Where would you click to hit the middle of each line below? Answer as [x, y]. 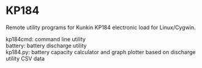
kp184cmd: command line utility [46, 39]
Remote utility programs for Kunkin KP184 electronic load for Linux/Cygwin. [101, 27]
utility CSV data [25, 58]
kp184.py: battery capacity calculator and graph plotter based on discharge [101, 52]
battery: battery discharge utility [46, 46]
